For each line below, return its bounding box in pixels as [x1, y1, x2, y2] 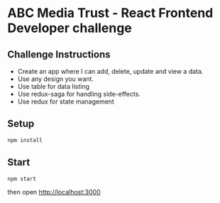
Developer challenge [7, 20, 133, 36]
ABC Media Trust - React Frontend [7, 5, 214, 21]
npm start [7, 175, 37, 182]
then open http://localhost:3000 [7, 188, 101, 197]
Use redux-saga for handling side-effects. [17, 90, 141, 98]
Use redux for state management [17, 97, 115, 106]
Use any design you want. [17, 75, 94, 83]
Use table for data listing [17, 82, 90, 90]
